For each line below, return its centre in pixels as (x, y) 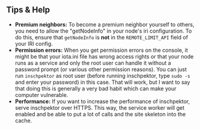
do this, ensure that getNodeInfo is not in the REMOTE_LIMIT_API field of (101, 37)
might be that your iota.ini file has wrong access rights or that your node (104, 56)
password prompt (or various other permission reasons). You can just (101, 69)
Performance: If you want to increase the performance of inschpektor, (102, 101)
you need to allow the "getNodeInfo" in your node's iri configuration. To (103, 31)
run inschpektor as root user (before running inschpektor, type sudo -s (102, 75)
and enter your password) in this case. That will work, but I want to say (102, 82)
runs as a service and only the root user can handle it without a (93, 63)
